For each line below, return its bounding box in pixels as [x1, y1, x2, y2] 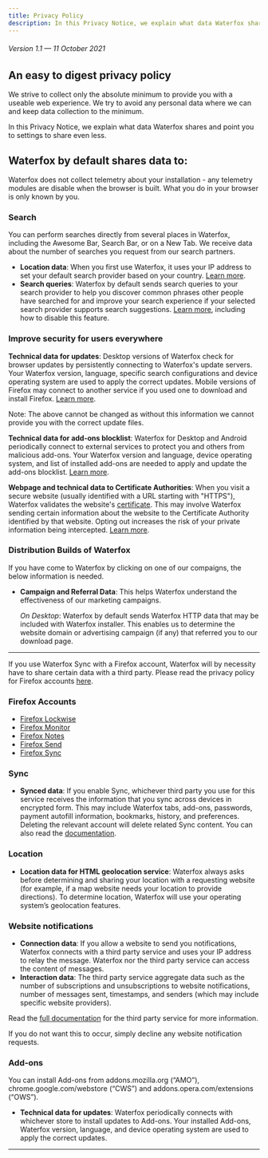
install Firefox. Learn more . [8, 393, 97, 403]
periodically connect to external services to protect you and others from [8, 441, 245, 451]
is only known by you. [8, 192, 80, 201]
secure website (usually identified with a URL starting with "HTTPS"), [8, 491, 235, 500]
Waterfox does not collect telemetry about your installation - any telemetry [8, 175, 253, 184]
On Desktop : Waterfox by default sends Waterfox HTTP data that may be [19, 611, 259, 620]
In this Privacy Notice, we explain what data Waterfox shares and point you [8, 122, 254, 132]
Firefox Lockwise [19, 714, 77, 724]
